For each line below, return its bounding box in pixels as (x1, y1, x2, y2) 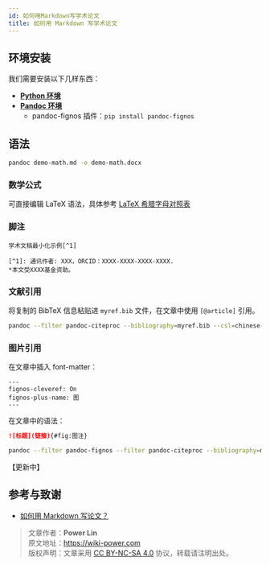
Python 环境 (19, 91, 62, 101)
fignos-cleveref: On (8, 386, 78, 394)
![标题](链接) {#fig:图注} (8, 432, 88, 440)
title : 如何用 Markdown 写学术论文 (8, 19, 118, 27)
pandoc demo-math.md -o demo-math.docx (8, 159, 142, 167)
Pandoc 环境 (19, 101, 63, 111)
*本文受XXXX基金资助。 (8, 266, 75, 274)
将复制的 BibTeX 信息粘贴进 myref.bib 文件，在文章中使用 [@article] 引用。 (8, 305, 260, 315)
